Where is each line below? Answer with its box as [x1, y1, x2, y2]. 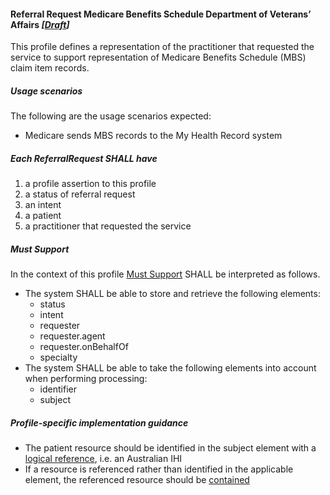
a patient [24, 210, 62, 222]
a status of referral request [24, 188, 136, 200]
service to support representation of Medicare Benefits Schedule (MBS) [10, 51, 307, 64]
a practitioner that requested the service [24, 220, 192, 232]
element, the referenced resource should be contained [24, 474, 250, 486]
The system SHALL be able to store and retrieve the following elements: [24, 288, 321, 300]
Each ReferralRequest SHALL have [10, 152, 158, 164]
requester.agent [39, 330, 106, 342]
